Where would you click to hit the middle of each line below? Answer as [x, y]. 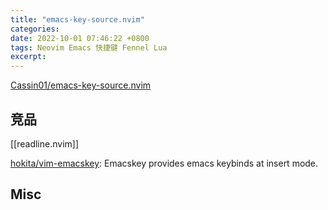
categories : [35, 29]
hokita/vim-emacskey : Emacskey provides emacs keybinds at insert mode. [164, 163]
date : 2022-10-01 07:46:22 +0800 [80, 38]
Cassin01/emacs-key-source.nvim [81, 85]
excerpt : [28, 57]
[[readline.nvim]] [45, 143]
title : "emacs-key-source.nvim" [77, 19]
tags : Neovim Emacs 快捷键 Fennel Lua [89, 47]
